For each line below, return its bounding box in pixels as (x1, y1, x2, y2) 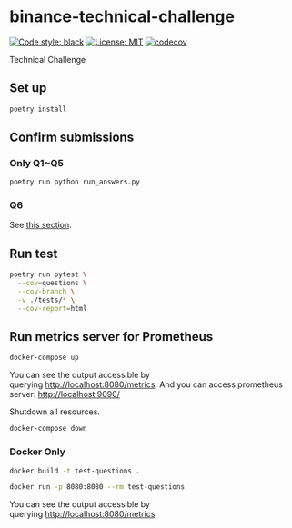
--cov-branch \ (17, 287, 76, 296)
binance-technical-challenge (9, 6, 235, 27)
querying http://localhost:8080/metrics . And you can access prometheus (9, 379, 284, 390)
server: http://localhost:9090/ (9, 389, 121, 400)
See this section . (9, 220, 73, 231)
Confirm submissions (9, 130, 135, 145)
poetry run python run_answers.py (9, 177, 141, 187)
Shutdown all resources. (9, 406, 100, 417)
